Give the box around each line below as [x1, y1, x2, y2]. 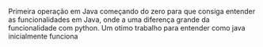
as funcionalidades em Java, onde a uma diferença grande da [8, 15, 210, 24]
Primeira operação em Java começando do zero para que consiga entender [8, 7, 256, 16]
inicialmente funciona [8, 31, 78, 41]
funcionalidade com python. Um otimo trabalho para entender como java [8, 23, 246, 32]
